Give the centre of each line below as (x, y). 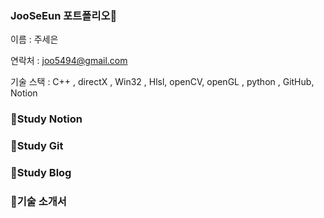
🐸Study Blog (41, 173)
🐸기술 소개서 (38, 201)
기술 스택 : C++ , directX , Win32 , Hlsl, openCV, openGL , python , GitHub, (162, 82)
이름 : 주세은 (34, 39)
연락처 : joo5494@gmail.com (69, 61)
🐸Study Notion (46, 119)
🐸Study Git (37, 146)
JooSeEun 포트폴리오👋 (64, 15)
